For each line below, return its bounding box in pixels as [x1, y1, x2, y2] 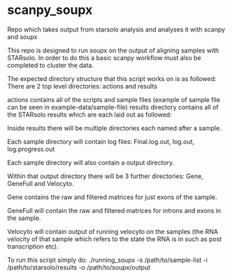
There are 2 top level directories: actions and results [7, 82, 157, 90]
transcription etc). [7, 242, 59, 250]
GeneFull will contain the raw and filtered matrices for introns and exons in [7, 206, 222, 214]
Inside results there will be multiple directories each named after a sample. [7, 124, 222, 132]
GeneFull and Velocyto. [7, 179, 75, 187]
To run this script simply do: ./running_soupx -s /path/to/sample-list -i [7, 256, 208, 264]
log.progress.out [7, 145, 55, 153]
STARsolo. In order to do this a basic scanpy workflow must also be [7, 53, 201, 61]
